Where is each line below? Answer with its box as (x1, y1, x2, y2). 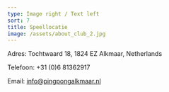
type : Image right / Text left (7, 10, 100, 18)
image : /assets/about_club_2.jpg (7, 30, 106, 38)
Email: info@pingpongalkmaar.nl (7, 77, 101, 86)
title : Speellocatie (7, 23, 69, 30)
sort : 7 (7, 17, 30, 24)
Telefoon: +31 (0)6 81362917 (7, 63, 91, 71)
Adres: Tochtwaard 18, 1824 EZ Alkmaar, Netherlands (7, 50, 163, 58)
